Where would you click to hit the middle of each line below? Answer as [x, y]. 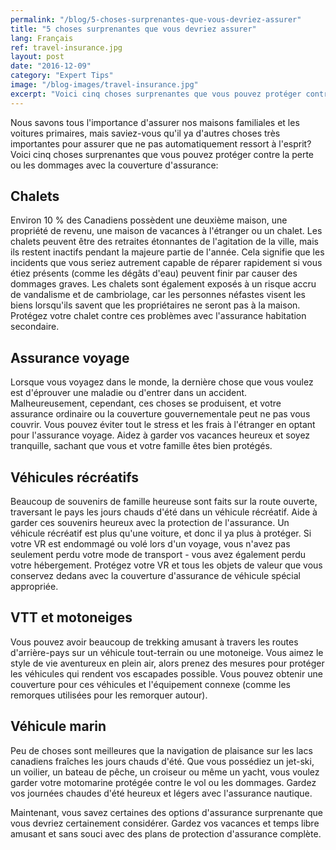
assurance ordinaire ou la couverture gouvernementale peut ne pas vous [160, 414]
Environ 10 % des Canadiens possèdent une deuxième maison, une [149, 220]
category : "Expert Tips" [62, 76]
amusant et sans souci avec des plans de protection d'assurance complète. [166, 833]
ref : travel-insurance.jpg [66, 47]
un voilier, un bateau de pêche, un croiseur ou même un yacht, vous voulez [165, 772]
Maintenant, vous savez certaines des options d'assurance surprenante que [166, 812]
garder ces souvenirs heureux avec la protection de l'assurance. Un [150, 523]
